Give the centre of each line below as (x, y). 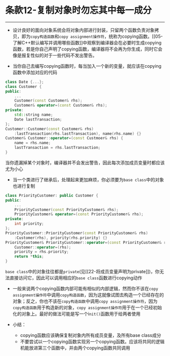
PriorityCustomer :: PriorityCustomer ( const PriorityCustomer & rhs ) (77, 233)
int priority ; (29, 224)
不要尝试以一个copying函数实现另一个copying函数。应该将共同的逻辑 (92, 342)
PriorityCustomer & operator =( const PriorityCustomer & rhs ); (79, 214)
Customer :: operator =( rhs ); (43, 247)
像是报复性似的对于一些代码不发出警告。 (55, 55)
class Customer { (24, 86)
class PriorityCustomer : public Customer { (52, 195)
